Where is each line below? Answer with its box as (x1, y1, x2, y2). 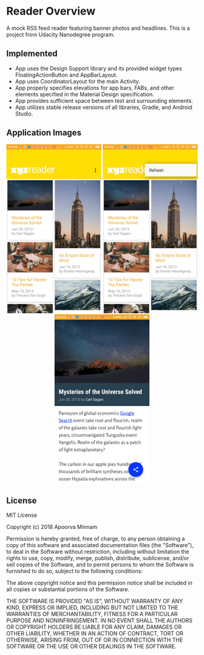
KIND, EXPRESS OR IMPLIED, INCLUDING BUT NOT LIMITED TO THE (6, 604, 178, 611)
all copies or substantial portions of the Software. (6, 586, 129, 593)
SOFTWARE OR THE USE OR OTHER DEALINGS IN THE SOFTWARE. (6, 643, 177, 650)
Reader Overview (6, 4, 96, 18)
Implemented (6, 49, 58, 59)
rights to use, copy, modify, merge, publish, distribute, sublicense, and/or (6, 555, 189, 562)
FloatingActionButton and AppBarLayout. (15, 71, 118, 79)
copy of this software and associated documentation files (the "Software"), (6, 542, 194, 549)
